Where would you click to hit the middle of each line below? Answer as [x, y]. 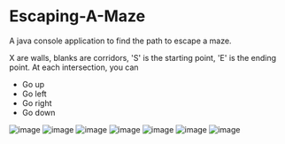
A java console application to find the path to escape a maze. [120, 41]
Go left [34, 94]
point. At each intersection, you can [74, 67]
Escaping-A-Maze [77, 16]
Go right [37, 102]
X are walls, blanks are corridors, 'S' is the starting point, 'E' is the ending [143, 57]
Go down [39, 112]
